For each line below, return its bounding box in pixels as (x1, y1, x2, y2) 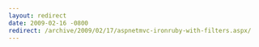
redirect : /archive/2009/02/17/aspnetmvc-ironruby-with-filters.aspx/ (8, 26, 252, 34)
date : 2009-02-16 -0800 (8, 19, 89, 27)
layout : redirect (8, 11, 67, 20)
